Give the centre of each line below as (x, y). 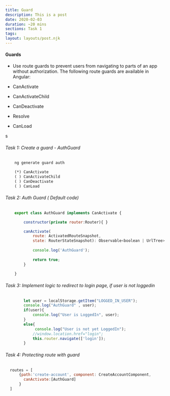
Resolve (21, 116)
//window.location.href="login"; (68, 334)
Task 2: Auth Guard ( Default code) (42, 198)
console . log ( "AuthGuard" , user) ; (60, 305)
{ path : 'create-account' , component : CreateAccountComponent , (85, 375)
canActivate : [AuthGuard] (50, 380)
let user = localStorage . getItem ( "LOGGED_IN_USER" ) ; (81, 301)
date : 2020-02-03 (24, 19)
